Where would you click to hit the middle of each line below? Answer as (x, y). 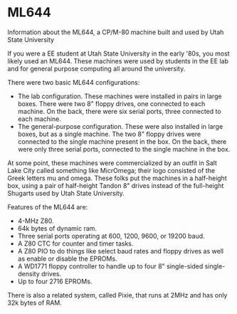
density (29, 273)
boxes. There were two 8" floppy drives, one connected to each (111, 103)
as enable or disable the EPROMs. (67, 258)
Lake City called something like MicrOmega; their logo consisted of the (111, 170)
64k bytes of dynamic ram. (57, 228)
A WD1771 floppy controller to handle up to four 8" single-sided (110, 266)
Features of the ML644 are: (48, 206)
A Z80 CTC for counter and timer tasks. (75, 244)
